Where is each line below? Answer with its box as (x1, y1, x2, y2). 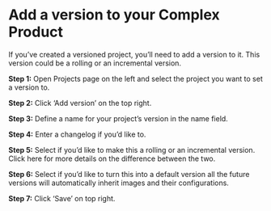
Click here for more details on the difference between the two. (8, 154, 216, 163)
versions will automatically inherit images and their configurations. (8, 178, 229, 188)
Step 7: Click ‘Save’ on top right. (8, 193, 116, 203)
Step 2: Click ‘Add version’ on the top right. (8, 98, 152, 108)
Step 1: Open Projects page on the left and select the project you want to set (8, 74, 263, 83)
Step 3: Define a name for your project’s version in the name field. (8, 113, 228, 123)
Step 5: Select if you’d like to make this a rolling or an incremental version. (8, 145, 256, 154)
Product (8, 23, 63, 41)
